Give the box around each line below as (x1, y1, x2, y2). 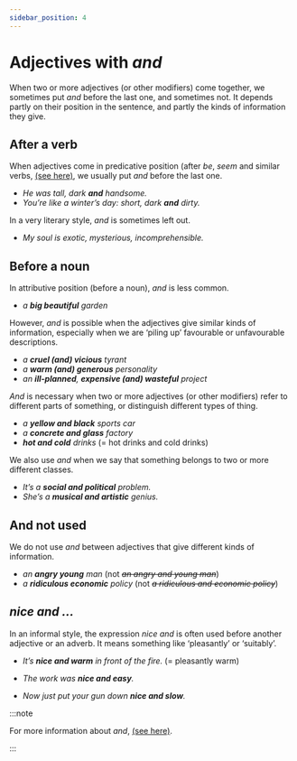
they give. (9, 110, 47, 122)
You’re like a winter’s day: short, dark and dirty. (22, 198, 200, 209)
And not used (9, 517, 88, 533)
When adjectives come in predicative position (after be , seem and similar (9, 161, 280, 172)
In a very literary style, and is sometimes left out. (9, 215, 191, 226)
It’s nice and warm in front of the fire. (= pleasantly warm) (22, 655, 240, 666)
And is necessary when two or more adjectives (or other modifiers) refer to (9, 391, 288, 402)
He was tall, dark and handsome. (22, 188, 147, 199)
